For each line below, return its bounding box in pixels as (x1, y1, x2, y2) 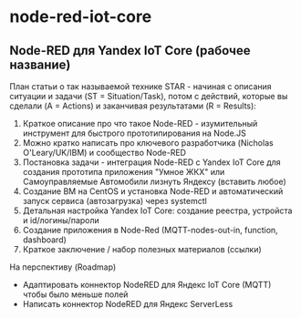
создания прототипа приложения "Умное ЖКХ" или (22, 167, 225, 177)
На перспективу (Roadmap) (9, 262, 117, 272)
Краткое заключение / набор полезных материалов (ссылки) (22, 244, 262, 254)
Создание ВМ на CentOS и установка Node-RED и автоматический (22, 186, 284, 197)
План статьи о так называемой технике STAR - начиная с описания (9, 81, 272, 92)
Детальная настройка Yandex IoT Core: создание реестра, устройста (22, 205, 293, 216)
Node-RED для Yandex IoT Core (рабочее (9, 43, 251, 58)
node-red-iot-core (9, 6, 152, 27)
